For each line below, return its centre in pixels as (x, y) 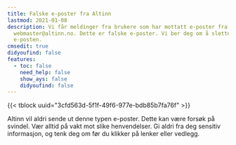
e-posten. (28, 40)
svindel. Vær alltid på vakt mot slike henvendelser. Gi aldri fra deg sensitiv (114, 126)
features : (22, 60)
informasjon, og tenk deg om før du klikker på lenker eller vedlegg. (104, 134)
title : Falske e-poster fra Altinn (59, 14)
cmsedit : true (28, 46)
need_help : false (45, 72)
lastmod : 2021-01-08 (38, 20)
